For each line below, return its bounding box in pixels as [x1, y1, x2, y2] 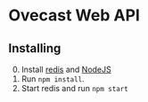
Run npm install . [21, 74, 86, 84]
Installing [8, 41, 62, 56]
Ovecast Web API [8, 5, 140, 26]
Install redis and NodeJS [21, 64, 112, 75]
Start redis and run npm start [21, 83, 128, 93]
